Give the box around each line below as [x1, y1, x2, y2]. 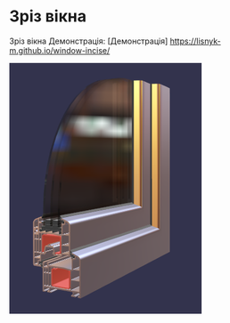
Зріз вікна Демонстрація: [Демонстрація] [9, 36, 168, 46]
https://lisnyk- [169, 36, 221, 46]
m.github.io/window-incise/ [9, 44, 111, 55]
